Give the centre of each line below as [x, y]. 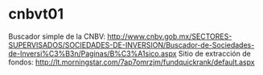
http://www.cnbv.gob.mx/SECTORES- [170, 36]
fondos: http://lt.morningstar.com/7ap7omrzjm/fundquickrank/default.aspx [131, 62]
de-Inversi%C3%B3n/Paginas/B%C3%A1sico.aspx [92, 53]
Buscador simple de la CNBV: [57, 36]
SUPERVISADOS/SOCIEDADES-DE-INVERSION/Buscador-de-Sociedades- [131, 44]
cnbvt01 [36, 14]
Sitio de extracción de [214, 53]
